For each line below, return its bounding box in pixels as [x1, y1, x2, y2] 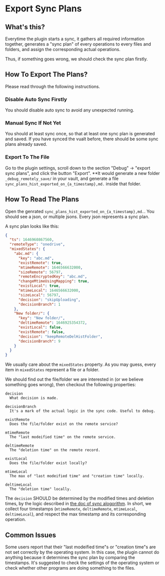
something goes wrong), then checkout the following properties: [5, 382, 136, 388]
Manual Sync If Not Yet [5, 119, 61, 126]
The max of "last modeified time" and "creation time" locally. [9, 474, 145, 479]
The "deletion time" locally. [9, 487, 72, 492]
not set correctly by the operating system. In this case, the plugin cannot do [5, 549, 160, 555]
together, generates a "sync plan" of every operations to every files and [5, 41, 152, 47]
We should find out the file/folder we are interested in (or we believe [5, 376, 144, 382]
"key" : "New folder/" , [18, 316, 65, 321]
